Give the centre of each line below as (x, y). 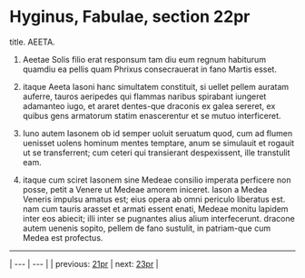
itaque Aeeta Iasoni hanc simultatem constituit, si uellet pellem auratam (156, 86)
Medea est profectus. (63, 237)
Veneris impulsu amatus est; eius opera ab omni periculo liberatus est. (154, 199)
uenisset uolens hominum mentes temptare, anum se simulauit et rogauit (158, 143)
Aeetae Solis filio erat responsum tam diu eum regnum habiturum (144, 59)
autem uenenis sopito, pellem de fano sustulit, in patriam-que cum (146, 228)
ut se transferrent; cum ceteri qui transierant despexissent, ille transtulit (156, 153)
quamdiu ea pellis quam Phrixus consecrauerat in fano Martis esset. (149, 69)
